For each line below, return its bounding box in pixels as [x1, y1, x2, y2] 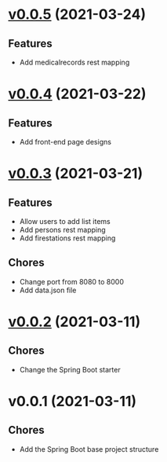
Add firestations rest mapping [19, 233, 116, 243]
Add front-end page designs [19, 137, 112, 146]
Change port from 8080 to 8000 [19, 277, 124, 286]
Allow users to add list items [19, 217, 111, 225]
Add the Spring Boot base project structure [19, 444, 159, 453]
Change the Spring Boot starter [19, 365, 121, 374]
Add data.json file [19, 285, 77, 295]
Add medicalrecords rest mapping [19, 57, 130, 67]
